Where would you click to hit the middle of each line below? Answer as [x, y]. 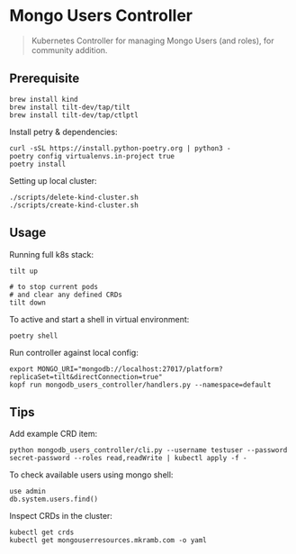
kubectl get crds [42, 532]
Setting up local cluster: [53, 180]
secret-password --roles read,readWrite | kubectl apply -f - [128, 459]
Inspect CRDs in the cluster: [61, 516]
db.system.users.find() [54, 500]
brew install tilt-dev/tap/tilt [70, 107]
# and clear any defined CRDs [66, 295]
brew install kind [44, 99]
